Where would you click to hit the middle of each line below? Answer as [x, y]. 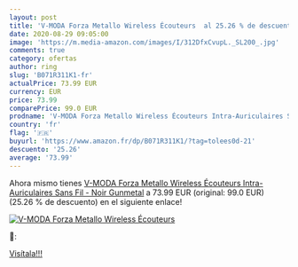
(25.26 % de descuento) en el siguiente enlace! [96, 201]
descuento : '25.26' [45, 149]
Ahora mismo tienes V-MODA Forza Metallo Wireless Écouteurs [125, 183]
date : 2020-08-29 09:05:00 [59, 34]
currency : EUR [35, 91]
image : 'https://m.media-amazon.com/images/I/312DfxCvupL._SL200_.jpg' [144, 42]
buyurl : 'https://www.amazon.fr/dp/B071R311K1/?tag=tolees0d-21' [132, 141]
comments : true [37, 51]
